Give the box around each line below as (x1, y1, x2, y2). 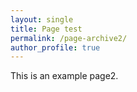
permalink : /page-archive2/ (10, 33, 128, 43)
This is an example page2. (10, 70, 119, 82)
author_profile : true (10, 42, 101, 53)
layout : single (10, 14, 74, 25)
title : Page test (10, 24, 83, 34)
